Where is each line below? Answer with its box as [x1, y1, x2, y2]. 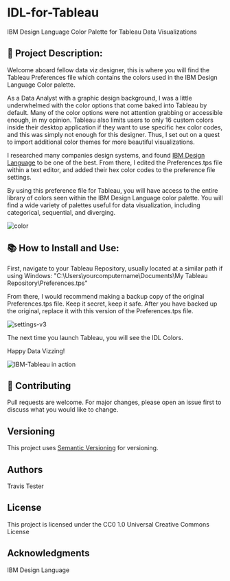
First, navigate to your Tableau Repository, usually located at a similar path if [7, 264, 223, 273]
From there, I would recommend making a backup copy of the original [7, 292, 205, 300]
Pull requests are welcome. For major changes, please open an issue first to [7, 398, 222, 407]
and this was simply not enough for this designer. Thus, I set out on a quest [7, 130, 220, 138]
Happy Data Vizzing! [7, 346, 65, 355]
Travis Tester [7, 482, 45, 490]
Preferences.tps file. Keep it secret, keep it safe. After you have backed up [7, 299, 218, 308]
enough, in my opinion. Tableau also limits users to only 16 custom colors [7, 116, 214, 124]
